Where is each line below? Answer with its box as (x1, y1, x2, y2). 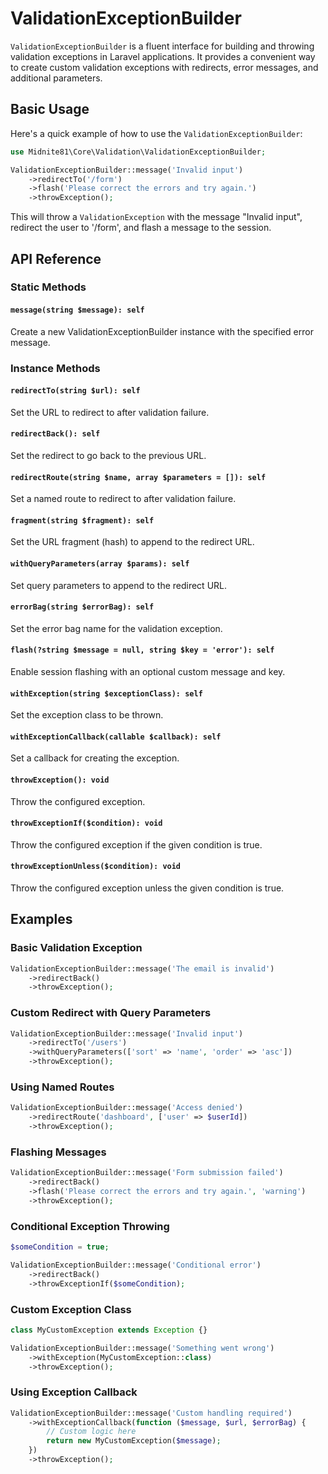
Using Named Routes (10, 1080, 115, 1094)
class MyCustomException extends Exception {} (10, 1325, 208, 1335)
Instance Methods (10, 361, 101, 375)
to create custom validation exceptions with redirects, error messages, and (10, 61, 319, 73)
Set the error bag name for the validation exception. (10, 622, 223, 634)
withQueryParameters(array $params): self (10, 558, 190, 569)
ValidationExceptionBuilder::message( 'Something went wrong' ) (10, 1343, 275, 1353)
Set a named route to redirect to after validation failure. (10, 493, 237, 505)
